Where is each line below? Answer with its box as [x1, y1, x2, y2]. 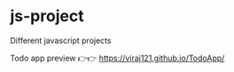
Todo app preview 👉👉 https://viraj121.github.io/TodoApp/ [10, 53, 225, 63]
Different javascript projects [10, 35, 112, 46]
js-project [10, 6, 84, 26]
